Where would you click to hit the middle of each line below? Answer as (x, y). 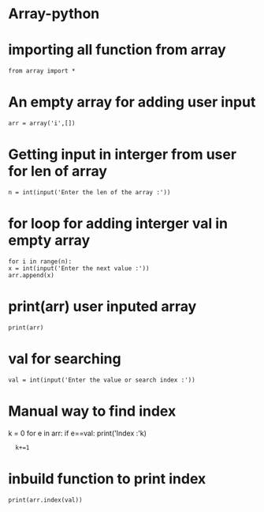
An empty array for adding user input (132, 102)
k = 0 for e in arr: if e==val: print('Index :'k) (78, 433)
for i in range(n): (40, 262)
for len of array (58, 171)
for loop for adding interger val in (118, 224)
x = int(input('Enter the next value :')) (79, 268)
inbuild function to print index (107, 478)
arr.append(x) (32, 275)
